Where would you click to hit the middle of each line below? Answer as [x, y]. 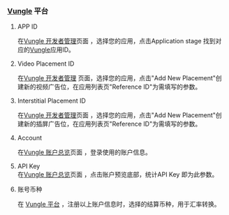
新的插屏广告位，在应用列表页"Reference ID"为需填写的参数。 [112, 124]
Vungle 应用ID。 [52, 50]
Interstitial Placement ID [51, 101]
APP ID [28, 27]
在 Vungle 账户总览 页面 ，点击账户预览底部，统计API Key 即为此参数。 [118, 175]
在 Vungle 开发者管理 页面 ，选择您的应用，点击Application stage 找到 [116, 41]
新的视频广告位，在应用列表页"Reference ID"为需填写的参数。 [112, 87]
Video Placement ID [46, 64]
